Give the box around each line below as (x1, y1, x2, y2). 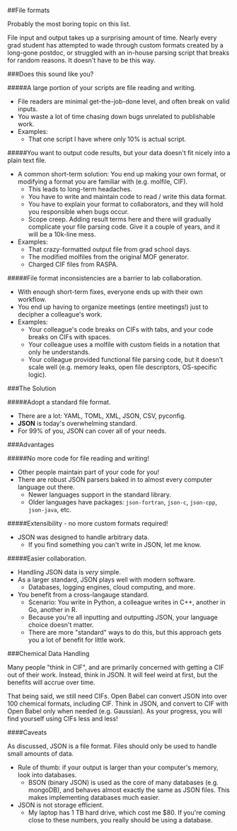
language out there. (17, 483, 76, 491)
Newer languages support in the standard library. (28, 490, 172, 499)
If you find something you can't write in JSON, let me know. (28, 541, 202, 548)
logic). (28, 371, 47, 378)
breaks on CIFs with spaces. (28, 333, 111, 341)
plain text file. (7, 156, 47, 164)
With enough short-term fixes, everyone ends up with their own (17, 288, 203, 296)
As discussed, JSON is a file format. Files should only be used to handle (7, 742, 217, 750)
